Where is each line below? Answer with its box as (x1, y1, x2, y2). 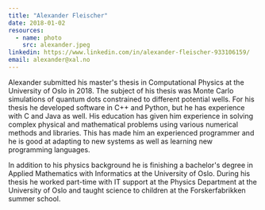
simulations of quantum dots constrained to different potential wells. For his (8, 94, 255, 104)
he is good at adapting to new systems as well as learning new (8, 136, 213, 146)
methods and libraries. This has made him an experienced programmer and (8, 128, 255, 137)
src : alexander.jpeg (22, 41, 90, 49)
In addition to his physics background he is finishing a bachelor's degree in (8, 160, 254, 170)
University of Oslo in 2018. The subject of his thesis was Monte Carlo (8, 86, 234, 95)
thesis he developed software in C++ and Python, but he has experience (8, 102, 245, 112)
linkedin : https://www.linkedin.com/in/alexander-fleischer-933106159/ (8, 48, 250, 56)
